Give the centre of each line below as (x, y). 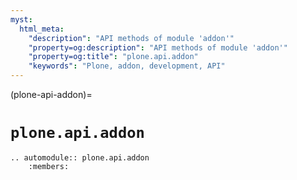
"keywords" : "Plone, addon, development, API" (127, 66)
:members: (49, 166)
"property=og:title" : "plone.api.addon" (113, 57)
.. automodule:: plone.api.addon (80, 157)
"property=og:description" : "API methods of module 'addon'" (158, 47)
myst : (21, 19)
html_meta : (42, 29)
